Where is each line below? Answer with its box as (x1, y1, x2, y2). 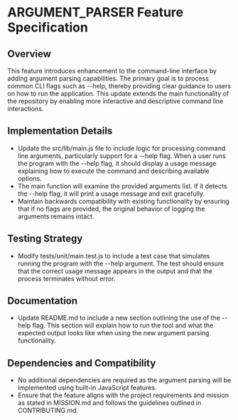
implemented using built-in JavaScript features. (17, 384, 158, 392)
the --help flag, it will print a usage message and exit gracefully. (17, 189, 205, 198)
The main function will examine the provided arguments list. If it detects (17, 182, 227, 190)
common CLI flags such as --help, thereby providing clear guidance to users (7, 82, 232, 90)
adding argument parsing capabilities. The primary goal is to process (7, 74, 210, 83)
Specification (7, 19, 89, 36)
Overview (7, 48, 52, 60)
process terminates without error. (17, 274, 116, 283)
